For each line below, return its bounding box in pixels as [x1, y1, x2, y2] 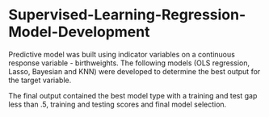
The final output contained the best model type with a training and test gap [8, 90, 258, 100]
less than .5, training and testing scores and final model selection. [8, 99, 227, 109]
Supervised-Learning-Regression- [8, 6, 246, 24]
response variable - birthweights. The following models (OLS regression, [8, 58, 250, 68]
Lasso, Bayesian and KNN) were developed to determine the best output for [8, 66, 261, 76]
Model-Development [8, 23, 150, 41]
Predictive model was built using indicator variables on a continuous [8, 49, 236, 59]
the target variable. [8, 75, 72, 85]
